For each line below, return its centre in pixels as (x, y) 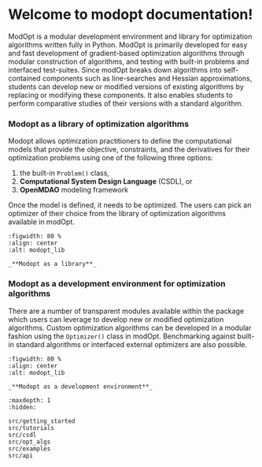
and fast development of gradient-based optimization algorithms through (126, 53)
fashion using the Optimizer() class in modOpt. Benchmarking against (122, 336)
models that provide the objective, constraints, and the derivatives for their (129, 149)
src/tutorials (31, 428)
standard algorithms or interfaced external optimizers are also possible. (131, 344)
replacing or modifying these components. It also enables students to (121, 95)
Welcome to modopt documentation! (131, 15)
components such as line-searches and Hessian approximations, (147, 78)
